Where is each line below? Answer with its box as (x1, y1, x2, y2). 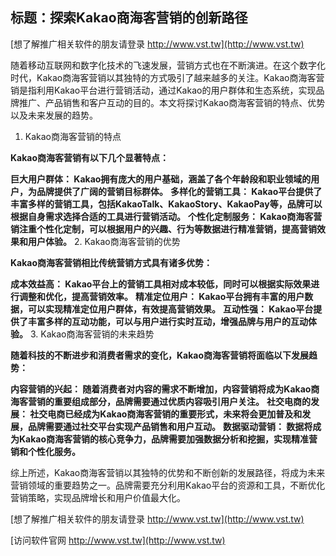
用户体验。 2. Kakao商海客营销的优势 (27, 235, 181, 247)
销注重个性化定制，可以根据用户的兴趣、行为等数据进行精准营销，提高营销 (10, 223, 317, 235)
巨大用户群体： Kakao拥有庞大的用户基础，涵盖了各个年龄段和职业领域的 (10, 173, 312, 185)
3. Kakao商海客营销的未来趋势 (29, 328, 155, 340)
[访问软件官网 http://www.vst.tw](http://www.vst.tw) (10, 534, 226, 546)
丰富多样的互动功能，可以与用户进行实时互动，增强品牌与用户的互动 (27, 315, 308, 327)
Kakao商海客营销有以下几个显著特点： (10, 151, 170, 163)
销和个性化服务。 (10, 445, 81, 457)
